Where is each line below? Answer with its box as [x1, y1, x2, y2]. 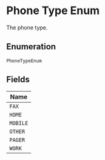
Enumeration [6, 42, 56, 52]
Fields [6, 75, 30, 85]
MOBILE [9, 120, 29, 126]
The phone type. [6, 24, 48, 31]
